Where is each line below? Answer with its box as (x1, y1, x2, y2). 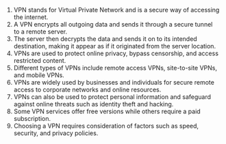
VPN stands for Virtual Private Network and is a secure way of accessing (13, 6, 220, 14)
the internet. (13, 13, 49, 21)
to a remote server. (13, 27, 67, 35)
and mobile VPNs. (13, 71, 65, 79)
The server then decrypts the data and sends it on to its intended (13, 35, 197, 43)
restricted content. (13, 57, 66, 64)
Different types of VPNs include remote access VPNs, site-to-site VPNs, (13, 64, 218, 72)
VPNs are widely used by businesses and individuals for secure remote (13, 78, 214, 86)
